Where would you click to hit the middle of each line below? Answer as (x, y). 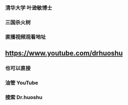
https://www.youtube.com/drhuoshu (64, 53)
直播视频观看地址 (26, 37)
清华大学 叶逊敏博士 (29, 7)
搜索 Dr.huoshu (24, 97)
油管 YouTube (22, 83)
